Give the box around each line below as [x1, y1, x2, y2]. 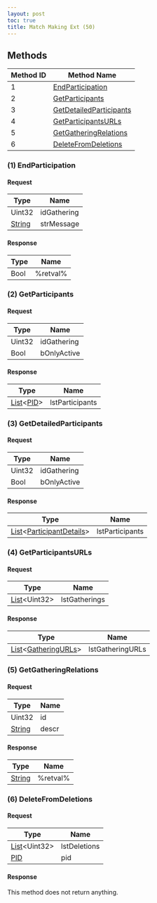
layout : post [7, 10, 46, 18]
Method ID [11, 70, 47, 80]
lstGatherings [60, 595, 105, 605]
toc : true [7, 17, 36, 24]
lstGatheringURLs [88, 644, 146, 654]
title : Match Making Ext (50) [7, 23, 96, 30]
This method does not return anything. [7, 888, 118, 897]
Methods [7, 49, 48, 61]
